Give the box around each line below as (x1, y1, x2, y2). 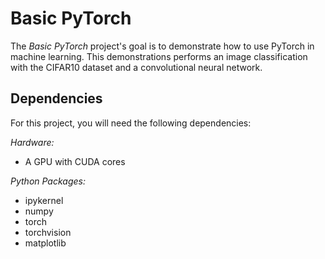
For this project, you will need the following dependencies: (10, 117, 252, 129)
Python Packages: (10, 175, 86, 187)
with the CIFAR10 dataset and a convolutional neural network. (10, 61, 263, 73)
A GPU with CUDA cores (24, 155, 126, 167)
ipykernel (24, 194, 64, 206)
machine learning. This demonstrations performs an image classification (10, 50, 308, 62)
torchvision (24, 226, 72, 238)
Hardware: (10, 136, 55, 148)
